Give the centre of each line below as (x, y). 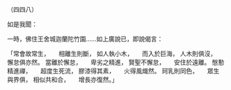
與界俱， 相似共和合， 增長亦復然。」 (63, 80)
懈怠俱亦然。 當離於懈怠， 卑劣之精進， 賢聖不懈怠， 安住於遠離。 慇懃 (116, 62)
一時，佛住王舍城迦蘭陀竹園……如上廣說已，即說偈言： (85, 39)
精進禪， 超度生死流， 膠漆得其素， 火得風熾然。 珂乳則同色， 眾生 (113, 71)
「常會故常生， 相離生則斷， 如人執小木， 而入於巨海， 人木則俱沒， (110, 54)
